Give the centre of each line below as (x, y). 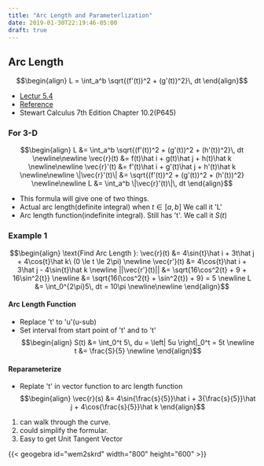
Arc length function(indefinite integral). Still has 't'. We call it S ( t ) (123, 215)
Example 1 (28, 236)
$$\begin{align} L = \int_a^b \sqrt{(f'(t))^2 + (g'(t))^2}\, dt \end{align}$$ (132, 81)
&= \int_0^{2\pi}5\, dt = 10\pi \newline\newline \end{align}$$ (132, 286)
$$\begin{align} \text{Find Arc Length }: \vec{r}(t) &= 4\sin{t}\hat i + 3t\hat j (132, 253)
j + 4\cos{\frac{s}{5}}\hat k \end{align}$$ (138, 407)
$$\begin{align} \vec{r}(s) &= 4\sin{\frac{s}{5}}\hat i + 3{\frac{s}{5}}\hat (137, 398)
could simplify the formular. (64, 431)
